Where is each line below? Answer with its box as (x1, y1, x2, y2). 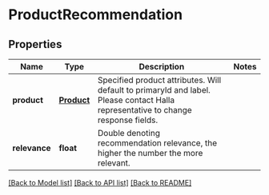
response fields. (97, 114, 159, 125)
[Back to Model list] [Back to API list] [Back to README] (8, 178, 192, 187)
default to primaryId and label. (97, 85, 211, 95)
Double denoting (97, 128, 160, 138)
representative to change (97, 105, 192, 115)
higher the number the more (97, 148, 203, 158)
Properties (8, 38, 62, 51)
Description (139, 62, 185, 72)
